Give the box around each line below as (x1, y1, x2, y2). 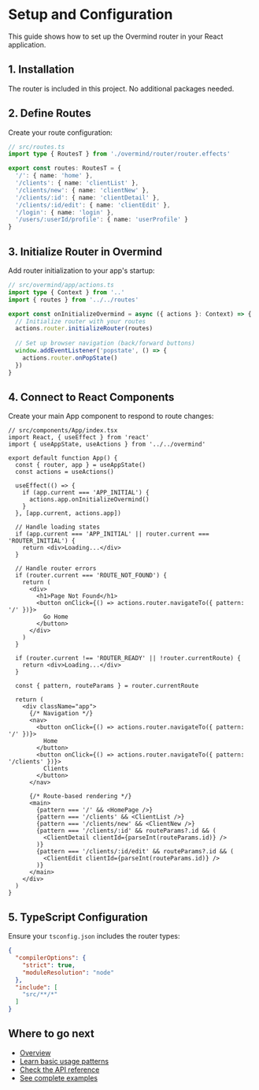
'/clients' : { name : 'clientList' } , (15, 179, 139, 187)
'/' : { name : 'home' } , (15, 172, 93, 180)
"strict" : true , (22, 961, 76, 969)
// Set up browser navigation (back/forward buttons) (15, 339, 195, 348)
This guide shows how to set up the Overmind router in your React (8, 32, 224, 41)
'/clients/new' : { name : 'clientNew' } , (15, 186, 150, 194)
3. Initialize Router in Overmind (8, 245, 163, 258)
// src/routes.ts (8, 143, 65, 151)
